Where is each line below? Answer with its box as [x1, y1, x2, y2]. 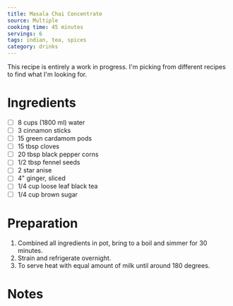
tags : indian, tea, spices [7, 37, 87, 44]
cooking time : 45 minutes [7, 23, 83, 30]
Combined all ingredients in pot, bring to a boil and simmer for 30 [17, 238, 208, 247]
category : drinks [7, 43, 59, 50]
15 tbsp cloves [17, 142, 60, 151]
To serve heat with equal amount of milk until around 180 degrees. [17, 261, 210, 269]
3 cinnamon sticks [17, 126, 71, 134]
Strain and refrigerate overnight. [17, 254, 112, 262]
